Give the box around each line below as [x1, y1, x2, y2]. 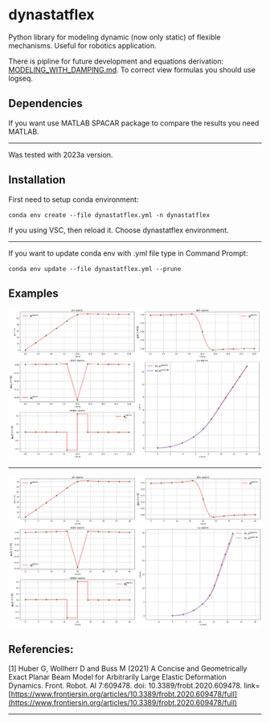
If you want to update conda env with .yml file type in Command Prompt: [8, 248, 248, 258]
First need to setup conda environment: [8, 195, 139, 204]
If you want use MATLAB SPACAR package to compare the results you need [8, 118, 260, 128]
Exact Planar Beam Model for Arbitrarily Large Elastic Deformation [8, 672, 227, 682]
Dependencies [8, 97, 83, 110]
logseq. [8, 73, 34, 83]
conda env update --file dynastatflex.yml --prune [8, 265, 182, 273]
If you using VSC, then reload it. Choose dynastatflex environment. [8, 225, 229, 235]
